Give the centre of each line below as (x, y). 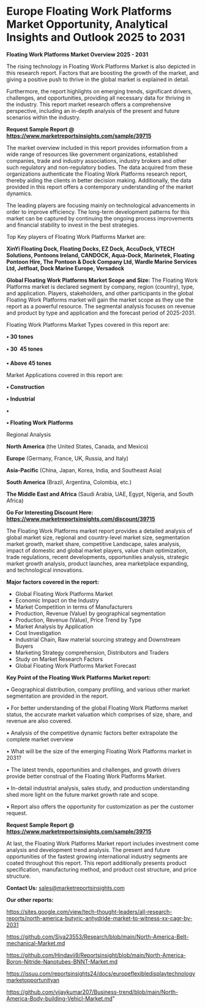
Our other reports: (30, 900)
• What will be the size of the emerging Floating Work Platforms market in (99, 751)
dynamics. (19, 193)
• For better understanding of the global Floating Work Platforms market (97, 708)
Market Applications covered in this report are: (65, 375)
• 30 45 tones (25, 349)
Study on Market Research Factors (59, 659)
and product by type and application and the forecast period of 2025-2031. (101, 313)
